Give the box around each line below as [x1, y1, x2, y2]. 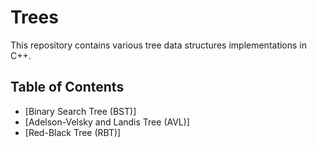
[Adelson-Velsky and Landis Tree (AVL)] [24, 116, 190, 128]
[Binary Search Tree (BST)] [24, 105, 137, 117]
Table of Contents [10, 79, 125, 96]
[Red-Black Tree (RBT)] [24, 126, 122, 138]
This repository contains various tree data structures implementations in [10, 39, 308, 51]
